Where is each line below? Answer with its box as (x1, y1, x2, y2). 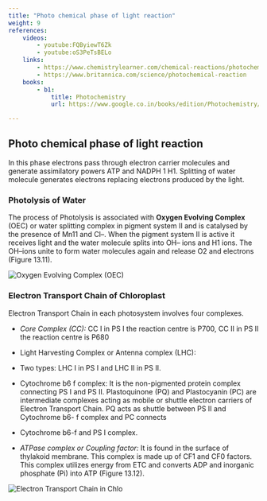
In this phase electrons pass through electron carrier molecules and (8, 157, 230, 167)
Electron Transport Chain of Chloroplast (8, 290, 165, 301)
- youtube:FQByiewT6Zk (37, 41, 112, 49)
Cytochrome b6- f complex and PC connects (19, 412, 167, 421)
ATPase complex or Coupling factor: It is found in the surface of (19, 443, 229, 452)
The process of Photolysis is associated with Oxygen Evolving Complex (8, 212, 246, 223)
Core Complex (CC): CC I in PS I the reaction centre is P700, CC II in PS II (19, 324, 259, 333)
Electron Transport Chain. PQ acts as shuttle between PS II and (19, 403, 226, 414)
